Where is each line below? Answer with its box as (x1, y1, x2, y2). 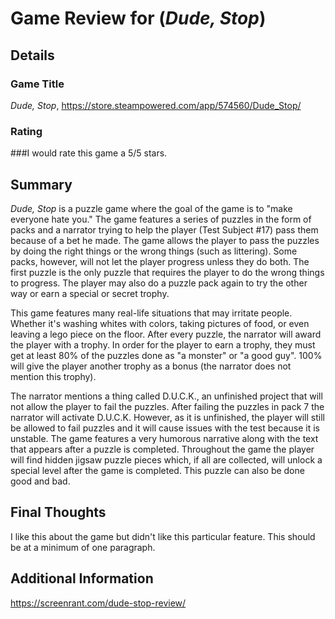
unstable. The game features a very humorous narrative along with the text (10, 432, 319, 444)
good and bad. (10, 475, 71, 487)
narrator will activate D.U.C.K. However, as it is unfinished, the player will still (10, 411, 325, 423)
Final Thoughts (10, 504, 107, 521)
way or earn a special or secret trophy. (10, 287, 170, 299)
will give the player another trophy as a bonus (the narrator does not (10, 360, 292, 372)
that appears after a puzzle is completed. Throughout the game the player (10, 443, 315, 455)
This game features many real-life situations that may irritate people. (10, 307, 293, 319)
